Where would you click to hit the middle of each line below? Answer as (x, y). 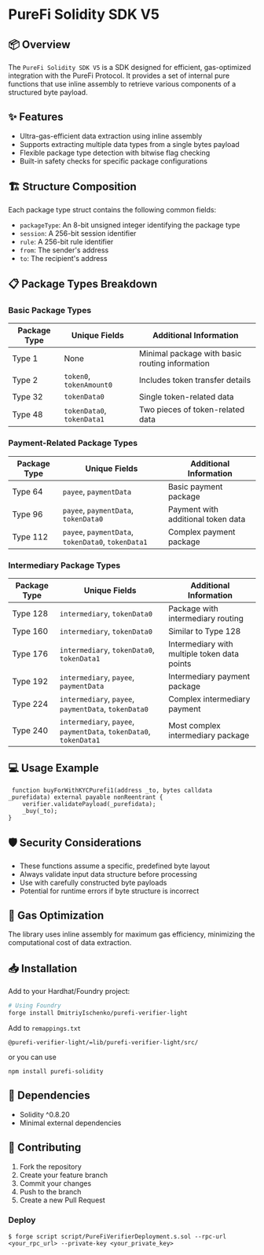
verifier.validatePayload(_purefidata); (89, 804)
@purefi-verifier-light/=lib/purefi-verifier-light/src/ (103, 1042)
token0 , (77, 377)
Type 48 (27, 414)
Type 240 (30, 731)
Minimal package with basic (190, 354)
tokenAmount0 (88, 385)
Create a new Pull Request (62, 1200)
